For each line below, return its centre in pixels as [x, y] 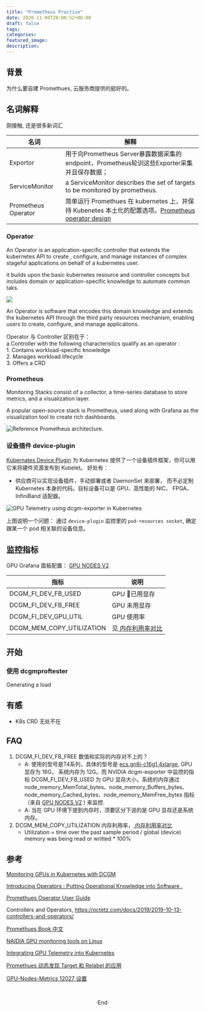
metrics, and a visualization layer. [48, 399]
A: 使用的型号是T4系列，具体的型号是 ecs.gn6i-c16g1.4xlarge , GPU [108, 764]
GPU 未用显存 [131, 606]
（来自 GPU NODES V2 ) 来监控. [64, 802]
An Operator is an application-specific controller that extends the [88, 250]
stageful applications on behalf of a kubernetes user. [73, 263]
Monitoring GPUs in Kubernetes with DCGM [61, 874]
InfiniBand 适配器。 [39, 496]
